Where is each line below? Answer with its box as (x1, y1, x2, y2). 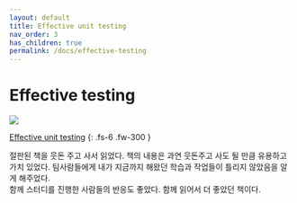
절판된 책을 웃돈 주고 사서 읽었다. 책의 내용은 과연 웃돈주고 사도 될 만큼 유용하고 (9, 150, 288, 162)
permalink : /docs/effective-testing (9, 47, 147, 56)
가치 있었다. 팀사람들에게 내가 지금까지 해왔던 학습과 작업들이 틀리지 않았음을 (9, 162, 279, 172)
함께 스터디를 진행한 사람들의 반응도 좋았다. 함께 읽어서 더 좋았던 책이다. (9, 184, 261, 195)
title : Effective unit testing (9, 22, 127, 31)
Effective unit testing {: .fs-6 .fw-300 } (9, 132, 151, 143)
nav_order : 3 (9, 30, 58, 39)
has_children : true (9, 38, 83, 48)
